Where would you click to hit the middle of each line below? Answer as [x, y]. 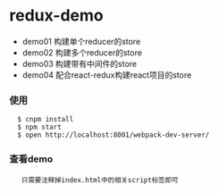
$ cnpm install [46, 120]
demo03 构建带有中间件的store [80, 63]
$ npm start [40, 127]
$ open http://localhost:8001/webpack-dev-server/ [113, 135]
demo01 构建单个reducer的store [81, 41]
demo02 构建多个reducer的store [82, 52]
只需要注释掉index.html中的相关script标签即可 [100, 180]
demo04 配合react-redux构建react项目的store [107, 75]
